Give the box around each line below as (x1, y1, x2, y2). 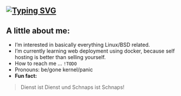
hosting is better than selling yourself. (14, 54, 106, 61)
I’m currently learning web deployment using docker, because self (14, 47, 175, 54)
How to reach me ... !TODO (14, 60, 78, 67)
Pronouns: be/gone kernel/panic (14, 66, 93, 73)
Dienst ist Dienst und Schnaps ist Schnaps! (20, 84, 125, 91)
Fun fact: (14, 73, 37, 80)
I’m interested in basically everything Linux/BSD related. (14, 42, 150, 49)
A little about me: (6, 26, 71, 36)
